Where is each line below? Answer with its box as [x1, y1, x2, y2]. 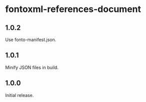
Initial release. [5, 92, 34, 98]
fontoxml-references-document [5, 3, 141, 15]
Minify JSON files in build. [5, 64, 59, 70]
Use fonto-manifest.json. [5, 36, 56, 42]
